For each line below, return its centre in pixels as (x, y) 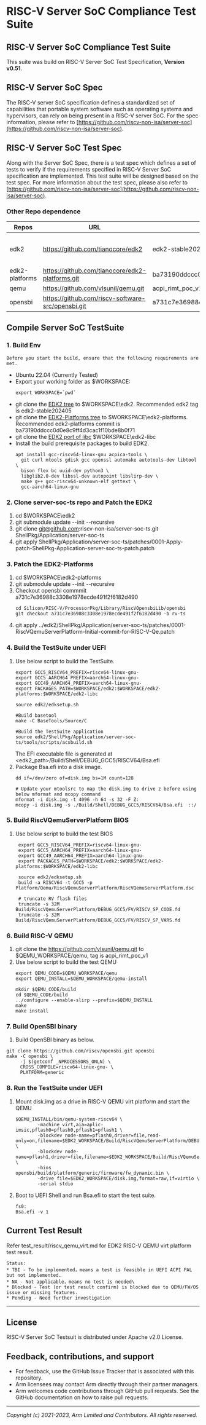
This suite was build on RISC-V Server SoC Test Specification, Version (96, 62)
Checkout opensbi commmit (51, 591)
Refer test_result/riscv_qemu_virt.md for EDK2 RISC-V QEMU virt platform (99, 1245)
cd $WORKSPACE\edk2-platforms (58, 578)
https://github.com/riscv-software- (94, 298)
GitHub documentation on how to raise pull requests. (82, 1397)
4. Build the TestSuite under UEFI (56, 648)
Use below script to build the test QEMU (66, 962)
